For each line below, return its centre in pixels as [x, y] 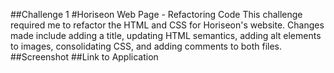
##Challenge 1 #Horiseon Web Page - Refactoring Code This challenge [156, 14]
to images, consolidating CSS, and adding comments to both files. [146, 46]
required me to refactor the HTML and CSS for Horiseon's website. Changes [167, 25]
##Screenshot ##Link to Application [84, 57]
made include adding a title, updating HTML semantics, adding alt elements [166, 35]
